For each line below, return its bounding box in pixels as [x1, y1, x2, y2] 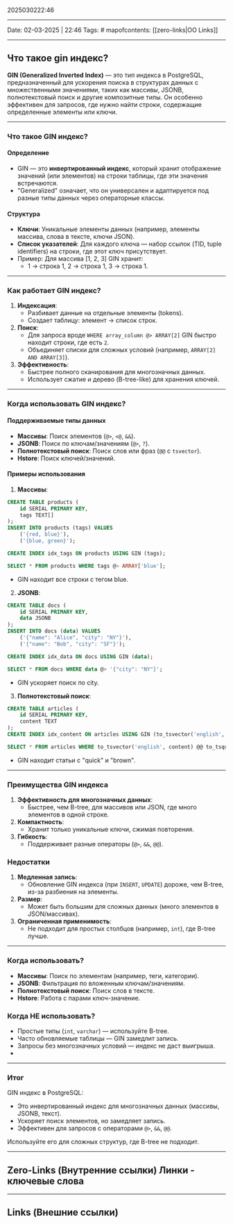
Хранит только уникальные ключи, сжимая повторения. [27, 825, 194, 834]
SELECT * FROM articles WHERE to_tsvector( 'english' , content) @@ [7, 743, 203, 751]
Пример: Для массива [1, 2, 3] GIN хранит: [17, 255, 144, 263]
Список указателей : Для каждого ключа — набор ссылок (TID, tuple [17, 240, 222, 249]
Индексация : [17, 301, 58, 310]
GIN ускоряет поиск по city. [17, 678, 99, 687]
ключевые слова [7, 1175, 85, 1187]
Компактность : [17, 818, 64, 826]
